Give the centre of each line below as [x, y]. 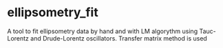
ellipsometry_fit [53, 13]
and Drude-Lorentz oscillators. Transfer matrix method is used [119, 38]
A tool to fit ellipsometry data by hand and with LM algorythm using [103, 31]
